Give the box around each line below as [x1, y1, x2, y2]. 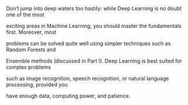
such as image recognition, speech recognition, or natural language [6, 75, 169, 82]
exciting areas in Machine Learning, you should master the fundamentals [6, 23, 182, 29]
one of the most [6, 11, 45, 18]
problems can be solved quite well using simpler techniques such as [6, 40, 171, 47]
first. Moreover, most [6, 29, 57, 36]
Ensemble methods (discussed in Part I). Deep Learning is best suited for [6, 58, 183, 64]
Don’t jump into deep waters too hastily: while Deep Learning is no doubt [6, 5, 182, 12]
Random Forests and [6, 46, 56, 53]
